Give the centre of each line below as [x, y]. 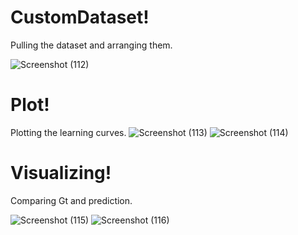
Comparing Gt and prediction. [71, 200]
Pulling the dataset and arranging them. [91, 45]
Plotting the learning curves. [68, 132]
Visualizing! [61, 173]
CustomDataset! [80, 17]
